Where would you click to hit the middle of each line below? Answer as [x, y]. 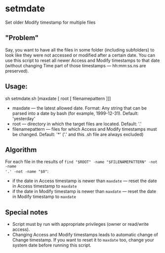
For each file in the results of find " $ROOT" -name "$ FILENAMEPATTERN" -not [81, 162]
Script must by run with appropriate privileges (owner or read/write [81, 224]
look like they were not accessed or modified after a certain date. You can [80, 55]
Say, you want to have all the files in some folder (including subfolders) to [80, 50]
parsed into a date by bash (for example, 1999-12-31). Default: [76, 113]
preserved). [17, 71]
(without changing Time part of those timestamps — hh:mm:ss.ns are [76, 65]
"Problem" [22, 38]
